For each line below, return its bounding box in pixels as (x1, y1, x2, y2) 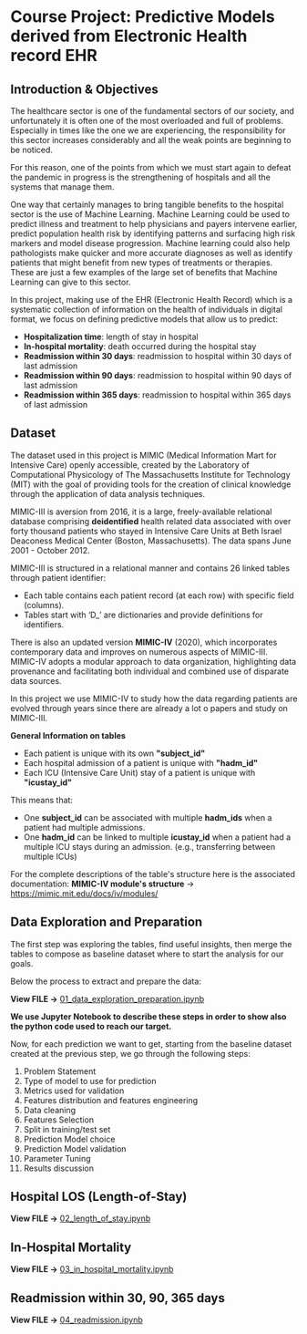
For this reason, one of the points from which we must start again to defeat (10, 162, 292, 172)
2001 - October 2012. (10, 544, 90, 555)
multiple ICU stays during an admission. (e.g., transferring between (23, 841, 276, 852)
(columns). (23, 599, 65, 610)
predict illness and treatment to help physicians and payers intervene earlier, (10, 219, 298, 229)
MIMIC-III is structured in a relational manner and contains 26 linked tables (10, 563, 291, 574)
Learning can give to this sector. (10, 276, 131, 287)
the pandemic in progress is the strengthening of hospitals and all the (10, 171, 271, 182)
